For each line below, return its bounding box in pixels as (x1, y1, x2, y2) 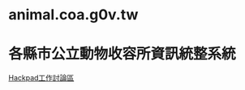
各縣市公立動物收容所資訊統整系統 (8, 45, 237, 63)
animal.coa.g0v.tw (8, 6, 139, 24)
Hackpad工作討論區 (8, 73, 75, 83)
